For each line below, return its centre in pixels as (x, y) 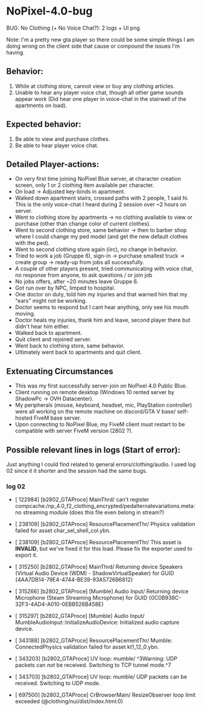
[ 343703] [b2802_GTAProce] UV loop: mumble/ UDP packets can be (101, 677)
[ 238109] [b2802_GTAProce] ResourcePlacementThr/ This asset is (98, 542)
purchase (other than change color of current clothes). (83, 224)
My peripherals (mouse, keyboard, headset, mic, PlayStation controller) (103, 405)
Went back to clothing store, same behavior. (70, 346)
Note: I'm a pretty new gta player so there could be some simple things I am (100, 39)
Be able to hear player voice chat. (57, 145)
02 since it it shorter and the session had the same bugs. (77, 471)
